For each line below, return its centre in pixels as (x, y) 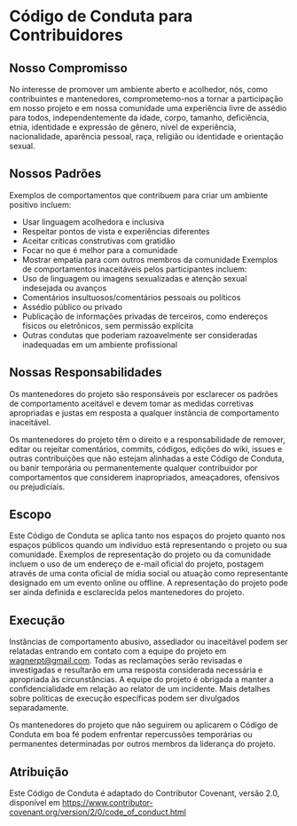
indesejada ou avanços (64, 288)
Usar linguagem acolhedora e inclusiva (93, 222)
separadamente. (39, 708)
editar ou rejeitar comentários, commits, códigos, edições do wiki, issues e (146, 449)
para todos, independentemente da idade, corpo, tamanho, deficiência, (139, 118)
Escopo (30, 515)
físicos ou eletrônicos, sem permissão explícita (107, 325)
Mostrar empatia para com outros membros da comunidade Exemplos (150, 259)
